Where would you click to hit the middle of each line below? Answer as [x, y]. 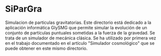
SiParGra [24, 9]
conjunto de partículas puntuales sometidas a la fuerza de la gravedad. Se [80, 33]
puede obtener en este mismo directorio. [46, 48]
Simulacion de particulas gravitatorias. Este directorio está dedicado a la [78, 22]
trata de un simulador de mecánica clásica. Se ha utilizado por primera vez [80, 38]
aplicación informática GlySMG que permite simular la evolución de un [76, 27]
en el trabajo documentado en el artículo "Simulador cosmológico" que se [80, 43]
